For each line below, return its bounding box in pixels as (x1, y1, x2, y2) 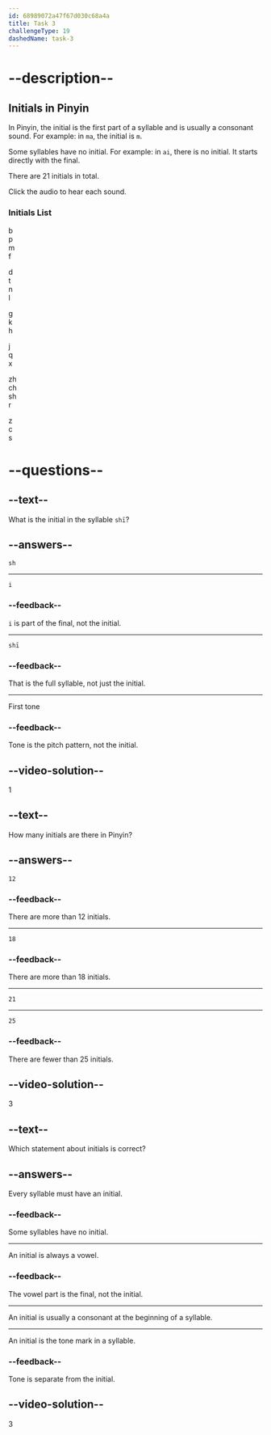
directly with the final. (8, 155, 81, 166)
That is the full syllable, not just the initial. (8, 678, 146, 688)
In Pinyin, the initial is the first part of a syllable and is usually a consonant (8, 123, 254, 133)
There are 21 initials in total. (8, 171, 99, 181)
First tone (8, 701, 40, 711)
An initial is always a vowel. (8, 1251, 99, 1260)
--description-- (8, 70, 115, 87)
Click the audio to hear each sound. (8, 187, 127, 196)
